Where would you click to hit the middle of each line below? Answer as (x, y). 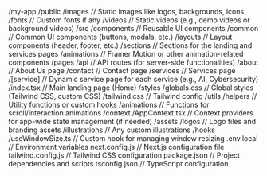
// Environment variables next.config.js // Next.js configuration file (116, 147)
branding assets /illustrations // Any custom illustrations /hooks (112, 130)
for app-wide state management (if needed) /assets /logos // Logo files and (132, 121)
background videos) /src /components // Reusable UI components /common (133, 28)
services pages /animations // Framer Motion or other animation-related (126, 54)
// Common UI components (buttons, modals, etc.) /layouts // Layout (120, 37)
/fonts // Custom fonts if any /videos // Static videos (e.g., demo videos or (130, 20)
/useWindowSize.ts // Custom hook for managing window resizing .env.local (133, 138)
